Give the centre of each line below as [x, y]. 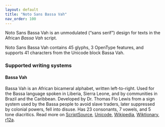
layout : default [22, 10]
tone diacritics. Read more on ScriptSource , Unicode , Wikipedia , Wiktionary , [82, 114]
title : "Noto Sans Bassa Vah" [36, 14]
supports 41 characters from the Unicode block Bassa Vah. [65, 53]
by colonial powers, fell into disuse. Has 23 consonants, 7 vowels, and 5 [78, 109]
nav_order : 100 [21, 19]
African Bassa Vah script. [31, 38]
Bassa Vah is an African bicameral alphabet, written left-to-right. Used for [80, 88]
